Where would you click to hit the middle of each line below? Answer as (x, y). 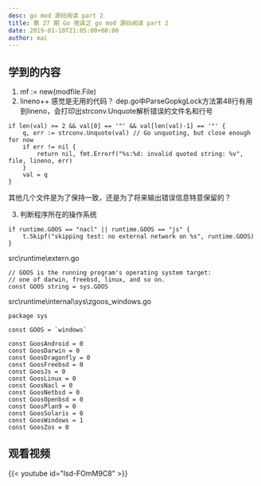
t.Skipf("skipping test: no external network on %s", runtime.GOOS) (138, 237)
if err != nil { (50, 147)
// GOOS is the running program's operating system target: (110, 273)
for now (21, 140)
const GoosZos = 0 (39, 428)
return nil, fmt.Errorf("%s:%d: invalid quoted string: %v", (140, 154)
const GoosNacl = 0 (41, 386)
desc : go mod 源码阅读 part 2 (56, 16)
